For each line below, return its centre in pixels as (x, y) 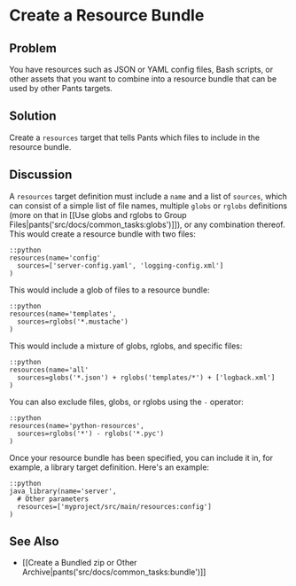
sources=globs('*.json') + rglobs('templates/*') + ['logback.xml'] (146, 378)
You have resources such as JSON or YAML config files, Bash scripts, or (141, 69)
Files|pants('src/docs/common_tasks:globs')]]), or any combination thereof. (147, 224)
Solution (33, 116)
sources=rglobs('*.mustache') (73, 321)
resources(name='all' (49, 370)
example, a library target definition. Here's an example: (109, 467)
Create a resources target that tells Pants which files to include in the (134, 137)
